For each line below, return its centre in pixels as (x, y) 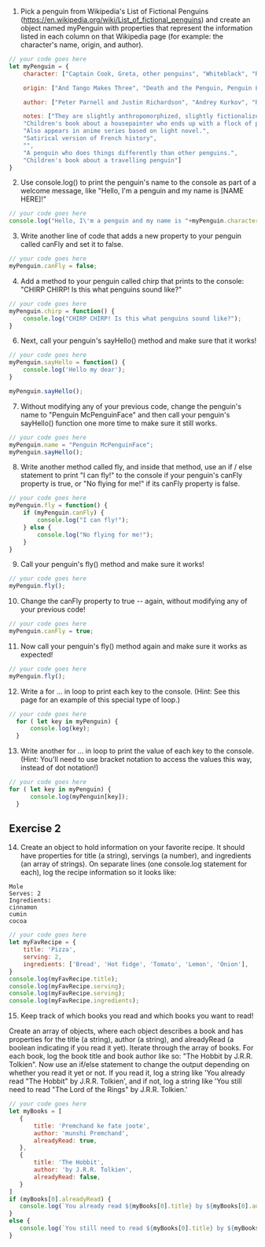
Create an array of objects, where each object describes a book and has (126, 1031)
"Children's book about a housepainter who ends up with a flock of (138, 124)
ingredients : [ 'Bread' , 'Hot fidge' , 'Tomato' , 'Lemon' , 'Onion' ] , (136, 964)
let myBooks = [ (35, 1112)
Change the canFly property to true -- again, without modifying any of (134, 601)
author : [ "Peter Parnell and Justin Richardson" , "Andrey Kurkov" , (136, 102)
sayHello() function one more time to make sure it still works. (119, 423)
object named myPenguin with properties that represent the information (136, 28)
